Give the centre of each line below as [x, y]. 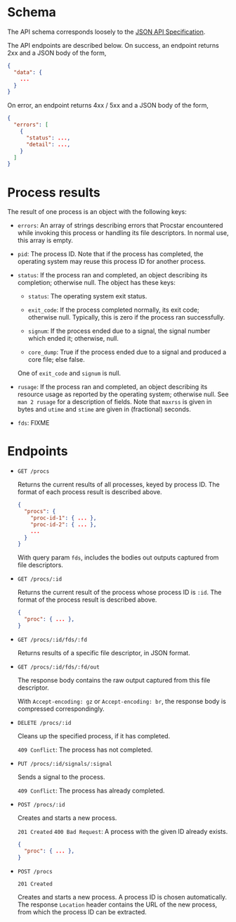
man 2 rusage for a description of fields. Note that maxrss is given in [114, 402]
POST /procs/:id [41, 804]
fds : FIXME [33, 423]
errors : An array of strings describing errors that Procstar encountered [120, 225]
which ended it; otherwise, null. [73, 339]
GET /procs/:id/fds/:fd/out [58, 667]
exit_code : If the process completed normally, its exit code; [113, 310]
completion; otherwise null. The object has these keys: [96, 283]
